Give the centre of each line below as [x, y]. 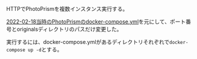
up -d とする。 [45, 49]
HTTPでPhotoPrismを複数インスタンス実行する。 [67, 9]
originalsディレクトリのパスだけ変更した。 [69, 29]
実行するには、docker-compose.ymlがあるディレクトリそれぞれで [88, 42]
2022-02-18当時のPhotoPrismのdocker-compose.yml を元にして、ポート [96, 22]
